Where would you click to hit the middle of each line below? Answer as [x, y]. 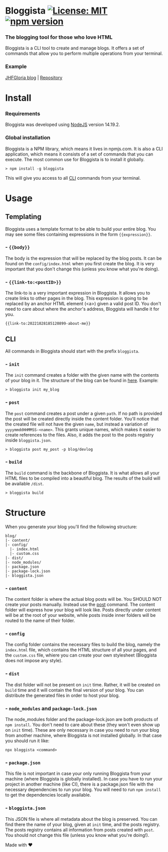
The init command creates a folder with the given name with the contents [82, 375]
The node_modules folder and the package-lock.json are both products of [82, 719]
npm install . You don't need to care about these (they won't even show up [83, 725]
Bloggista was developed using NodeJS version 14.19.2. [63, 125]
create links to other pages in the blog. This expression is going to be [76, 298]
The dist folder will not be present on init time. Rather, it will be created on [83, 684]
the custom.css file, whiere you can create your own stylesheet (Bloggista [81, 655]
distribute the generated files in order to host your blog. [62, 695]
